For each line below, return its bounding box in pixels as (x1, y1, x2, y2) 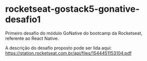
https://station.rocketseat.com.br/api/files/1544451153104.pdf (5, 50, 132, 56)
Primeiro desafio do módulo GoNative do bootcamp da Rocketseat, (5, 30, 143, 36)
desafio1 (5, 14, 41, 25)
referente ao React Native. (5, 35, 59, 41)
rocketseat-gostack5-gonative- (5, 3, 140, 15)
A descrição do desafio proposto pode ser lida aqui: (5, 45, 112, 51)
